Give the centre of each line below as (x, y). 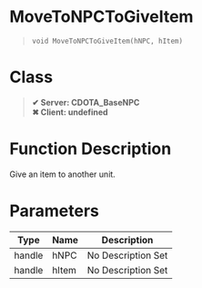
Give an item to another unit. (62, 174)
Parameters (55, 211)
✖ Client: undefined (70, 112)
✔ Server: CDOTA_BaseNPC (86, 102)
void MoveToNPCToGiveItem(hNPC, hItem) (107, 41)
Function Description (91, 149)
